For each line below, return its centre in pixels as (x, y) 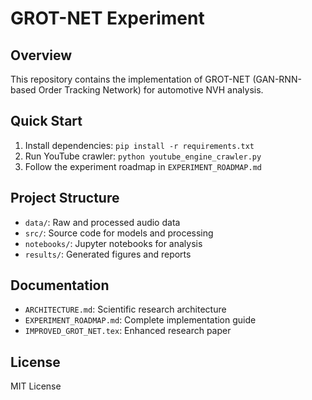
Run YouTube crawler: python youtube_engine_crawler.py (143, 156)
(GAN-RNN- (277, 79)
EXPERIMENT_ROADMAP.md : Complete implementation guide (140, 320)
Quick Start (46, 121)
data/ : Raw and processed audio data (102, 222)
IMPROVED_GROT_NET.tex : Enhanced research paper (128, 331)
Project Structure (65, 198)
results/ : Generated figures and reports (108, 254)
